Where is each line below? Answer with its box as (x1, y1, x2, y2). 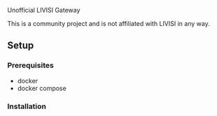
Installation (7, 101, 47, 111)
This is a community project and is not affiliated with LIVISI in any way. (7, 20, 210, 27)
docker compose (17, 84, 66, 92)
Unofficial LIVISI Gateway (7, 6, 80, 14)
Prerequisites (7, 61, 54, 71)
